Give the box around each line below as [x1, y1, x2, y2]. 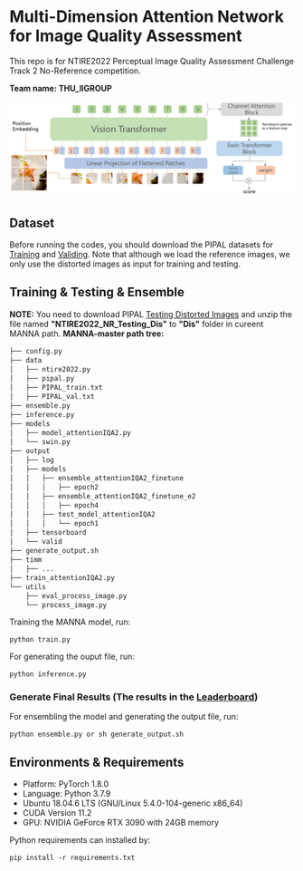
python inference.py [9, 669, 88, 679]
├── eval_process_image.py [25, 591, 128, 600]
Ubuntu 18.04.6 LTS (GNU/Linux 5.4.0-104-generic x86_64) [22, 798, 243, 808]
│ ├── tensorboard [9, 527, 88, 537]
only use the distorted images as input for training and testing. [9, 258, 241, 269]
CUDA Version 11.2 [22, 807, 92, 818]
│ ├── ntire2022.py [9, 364, 91, 373]
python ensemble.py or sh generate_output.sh [9, 730, 184, 740]
